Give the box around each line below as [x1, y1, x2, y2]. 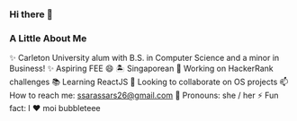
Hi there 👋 [9, 8, 54, 21]
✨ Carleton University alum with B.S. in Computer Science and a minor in [9, 53, 280, 64]
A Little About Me [9, 31, 87, 44]
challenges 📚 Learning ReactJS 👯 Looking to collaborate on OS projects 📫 [9, 76, 289, 88]
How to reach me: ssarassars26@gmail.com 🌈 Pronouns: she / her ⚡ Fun [9, 90, 279, 101]
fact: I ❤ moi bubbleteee [9, 103, 101, 114]
